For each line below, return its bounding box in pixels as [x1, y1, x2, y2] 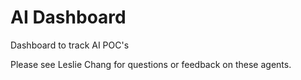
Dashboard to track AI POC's [10, 39, 130, 51]
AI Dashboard [10, 6, 127, 29]
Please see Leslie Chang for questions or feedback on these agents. [10, 58, 292, 70]
